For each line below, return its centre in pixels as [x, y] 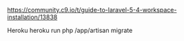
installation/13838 [32, 17]
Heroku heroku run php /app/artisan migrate [70, 30]
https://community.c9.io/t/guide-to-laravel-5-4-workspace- [92, 10]
